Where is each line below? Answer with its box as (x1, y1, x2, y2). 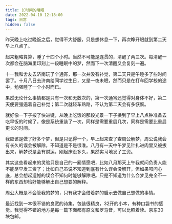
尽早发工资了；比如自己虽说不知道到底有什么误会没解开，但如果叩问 (14, 166, 158, 172)
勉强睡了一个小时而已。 (14, 84, 64, 90)
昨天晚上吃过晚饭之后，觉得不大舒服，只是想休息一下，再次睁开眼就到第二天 (5, 36, 167, 43)
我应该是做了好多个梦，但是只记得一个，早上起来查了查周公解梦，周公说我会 (5, 136, 167, 142)
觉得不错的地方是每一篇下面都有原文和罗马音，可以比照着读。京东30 (18, 207, 164, 213)
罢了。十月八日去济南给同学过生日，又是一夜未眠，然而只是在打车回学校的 (5, 77, 162, 84)
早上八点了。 (5, 43, 32, 49)
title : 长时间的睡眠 (5, 7, 45, 13)
